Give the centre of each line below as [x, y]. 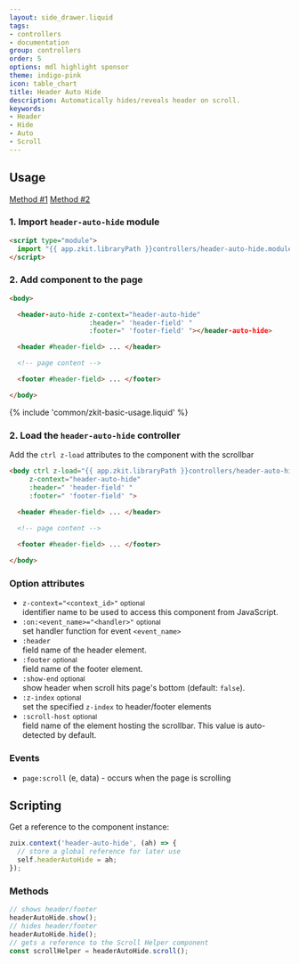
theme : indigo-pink [45, 76]
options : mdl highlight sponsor [69, 68]
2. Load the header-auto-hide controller [95, 435]
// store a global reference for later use [99, 852]
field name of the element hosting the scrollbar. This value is [133, 725]
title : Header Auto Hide [55, 92]
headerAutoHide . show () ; [53, 918]
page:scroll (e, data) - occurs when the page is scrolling [126, 778]
